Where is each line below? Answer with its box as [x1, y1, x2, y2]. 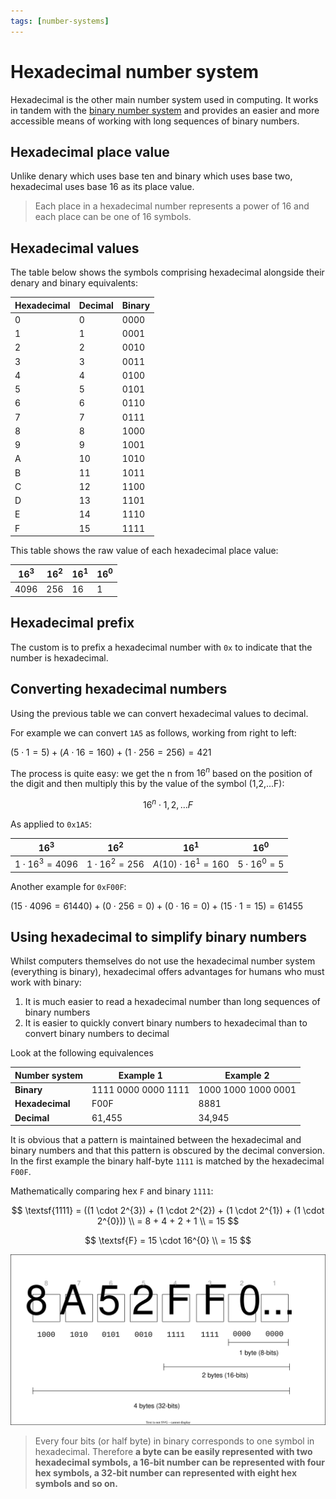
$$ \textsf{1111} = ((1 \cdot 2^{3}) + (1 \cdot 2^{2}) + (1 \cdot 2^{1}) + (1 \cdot [11, 1205, 325, 1217]
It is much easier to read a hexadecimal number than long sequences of [24, 996, 321, 1008]
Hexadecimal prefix [10, 615, 135, 632]
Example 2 [224, 1069, 270, 1081]
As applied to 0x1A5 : [10, 818, 93, 830]
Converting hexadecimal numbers [10, 681, 228, 698]
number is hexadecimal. [10, 651, 109, 664]
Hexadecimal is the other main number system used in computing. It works [10, 93, 319, 105]
